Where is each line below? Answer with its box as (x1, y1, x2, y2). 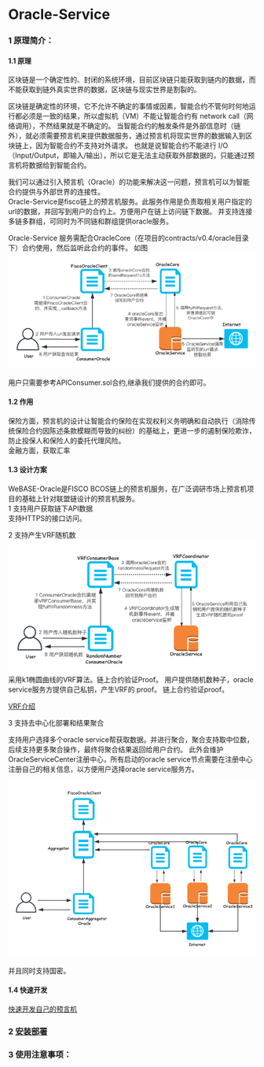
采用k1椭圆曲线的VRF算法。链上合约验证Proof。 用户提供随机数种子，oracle (8, 674, 254, 684)
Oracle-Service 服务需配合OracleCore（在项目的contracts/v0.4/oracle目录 (8, 234, 249, 243)
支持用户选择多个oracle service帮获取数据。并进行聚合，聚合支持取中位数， (8, 734, 254, 744)
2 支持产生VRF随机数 (8, 530, 76, 540)
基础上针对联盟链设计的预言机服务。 (21, 494, 139, 504)
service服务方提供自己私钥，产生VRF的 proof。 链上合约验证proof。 (8, 685, 229, 694)
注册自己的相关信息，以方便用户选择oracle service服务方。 (8, 764, 199, 773)
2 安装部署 (8, 1026, 48, 1037)
